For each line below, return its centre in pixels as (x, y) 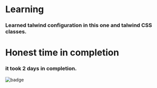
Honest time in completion (62, 53)
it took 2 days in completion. (41, 69)
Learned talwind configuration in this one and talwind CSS (79, 25)
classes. (16, 32)
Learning (25, 9)
